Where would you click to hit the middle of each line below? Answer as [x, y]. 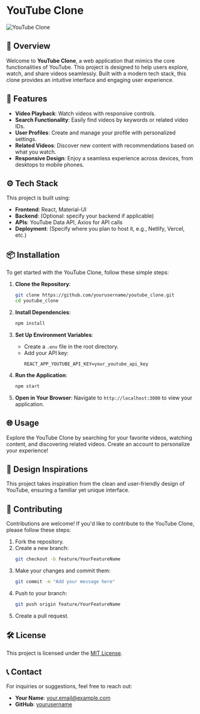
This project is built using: [38, 198]
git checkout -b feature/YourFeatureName [68, 559]
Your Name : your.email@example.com [63, 698]
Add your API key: [46, 352]
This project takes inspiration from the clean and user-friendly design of [95, 484]
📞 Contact [24, 672]
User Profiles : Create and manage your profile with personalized [95, 133]
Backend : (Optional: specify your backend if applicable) [84, 216]
